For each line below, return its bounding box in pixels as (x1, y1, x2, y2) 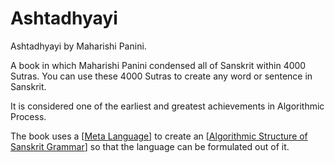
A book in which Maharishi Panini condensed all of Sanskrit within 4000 (10, 59, 307, 71)
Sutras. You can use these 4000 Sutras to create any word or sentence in (10, 70, 313, 82)
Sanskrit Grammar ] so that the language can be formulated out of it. (10, 140, 290, 152)
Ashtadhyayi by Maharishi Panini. (10, 40, 147, 52)
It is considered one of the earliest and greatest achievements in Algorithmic (10, 100, 325, 112)
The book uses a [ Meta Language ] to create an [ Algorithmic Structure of (10, 130, 308, 142)
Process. (10, 110, 47, 122)
